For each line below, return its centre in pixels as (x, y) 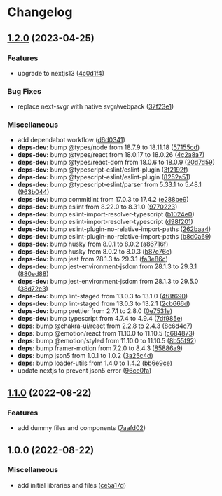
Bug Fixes (25, 91)
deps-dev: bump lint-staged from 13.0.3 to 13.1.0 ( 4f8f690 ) (103, 296)
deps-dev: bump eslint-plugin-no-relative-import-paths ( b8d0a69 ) (114, 237)
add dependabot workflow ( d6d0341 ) (71, 140)
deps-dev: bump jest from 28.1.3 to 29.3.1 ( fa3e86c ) (92, 259)
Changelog (40, 12)
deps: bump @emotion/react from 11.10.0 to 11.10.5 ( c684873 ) (106, 333)
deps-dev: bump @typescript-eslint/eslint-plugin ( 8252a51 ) (104, 177)
